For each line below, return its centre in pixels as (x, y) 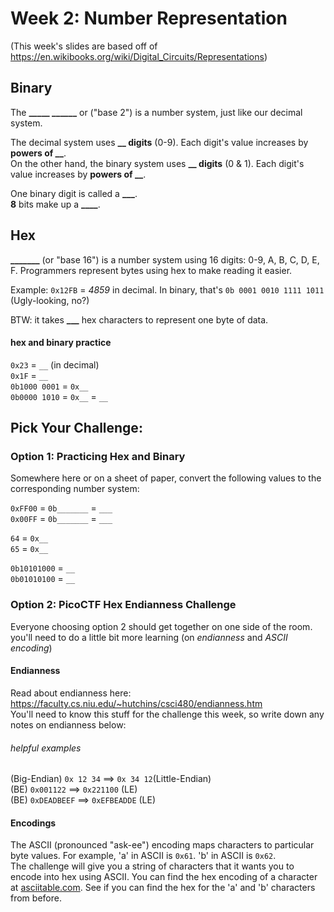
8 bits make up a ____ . (55, 204)
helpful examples (46, 748)
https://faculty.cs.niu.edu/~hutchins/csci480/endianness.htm (136, 703)
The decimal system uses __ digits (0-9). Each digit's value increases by (159, 142)
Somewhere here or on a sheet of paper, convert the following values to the (166, 478)
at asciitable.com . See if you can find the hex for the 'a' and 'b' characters (163, 888)
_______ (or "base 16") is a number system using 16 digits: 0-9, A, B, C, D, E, (165, 259)
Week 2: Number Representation (149, 18)
